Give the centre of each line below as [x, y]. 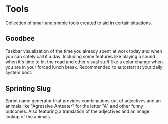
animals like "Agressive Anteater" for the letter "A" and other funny [74, 106]
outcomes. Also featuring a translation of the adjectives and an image [77, 111]
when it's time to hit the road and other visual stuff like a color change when [84, 62]
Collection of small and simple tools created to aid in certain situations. [79, 23]
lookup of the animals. [28, 116]
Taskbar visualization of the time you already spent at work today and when [84, 51]
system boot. [19, 72]
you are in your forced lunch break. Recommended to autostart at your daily [84, 67]
